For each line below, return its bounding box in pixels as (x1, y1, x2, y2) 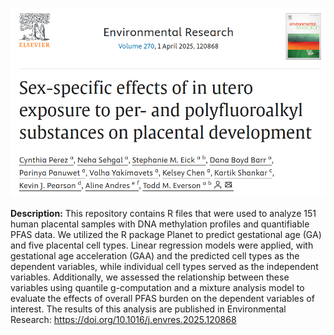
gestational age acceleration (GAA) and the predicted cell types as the (10, 249, 300, 262)
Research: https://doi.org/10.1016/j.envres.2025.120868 (10, 313, 237, 325)
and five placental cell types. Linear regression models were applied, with (10, 239, 314, 251)
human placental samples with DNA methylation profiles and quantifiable (10, 218, 310, 230)
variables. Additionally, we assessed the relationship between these (10, 271, 290, 283)
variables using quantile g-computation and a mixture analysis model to (10, 281, 305, 293)
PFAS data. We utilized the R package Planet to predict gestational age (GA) (10, 228, 322, 240)
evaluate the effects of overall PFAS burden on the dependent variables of (10, 292, 315, 304)
